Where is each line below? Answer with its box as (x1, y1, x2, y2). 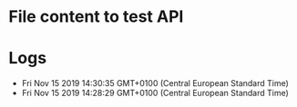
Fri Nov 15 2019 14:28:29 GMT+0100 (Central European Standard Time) (21, 88, 289, 99)
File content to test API (8, 6, 184, 27)
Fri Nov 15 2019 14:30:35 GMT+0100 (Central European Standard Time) (21, 78, 289, 89)
